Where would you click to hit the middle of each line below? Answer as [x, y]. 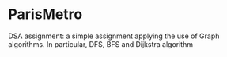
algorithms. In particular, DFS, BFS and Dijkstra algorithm [101, 44]
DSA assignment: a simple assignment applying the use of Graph [114, 36]
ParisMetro [45, 14]
